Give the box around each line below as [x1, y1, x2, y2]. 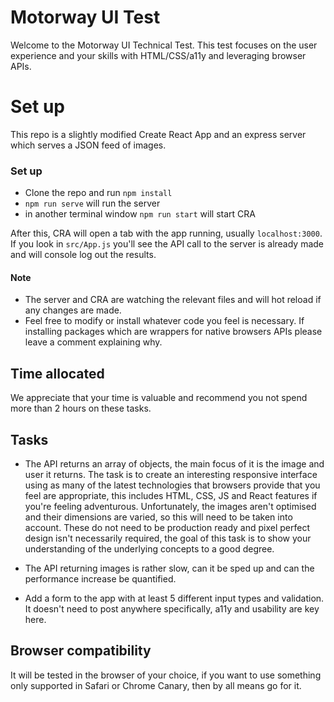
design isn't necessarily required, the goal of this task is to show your [24, 532, 312, 544]
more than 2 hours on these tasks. [10, 402, 152, 415]
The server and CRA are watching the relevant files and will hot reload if [24, 294, 322, 306]
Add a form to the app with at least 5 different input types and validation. [24, 592, 325, 604]
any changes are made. [24, 304, 122, 316]
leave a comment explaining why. [24, 336, 163, 348]
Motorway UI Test [10, 6, 161, 29]
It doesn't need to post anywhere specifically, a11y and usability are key [24, 603, 320, 615]
